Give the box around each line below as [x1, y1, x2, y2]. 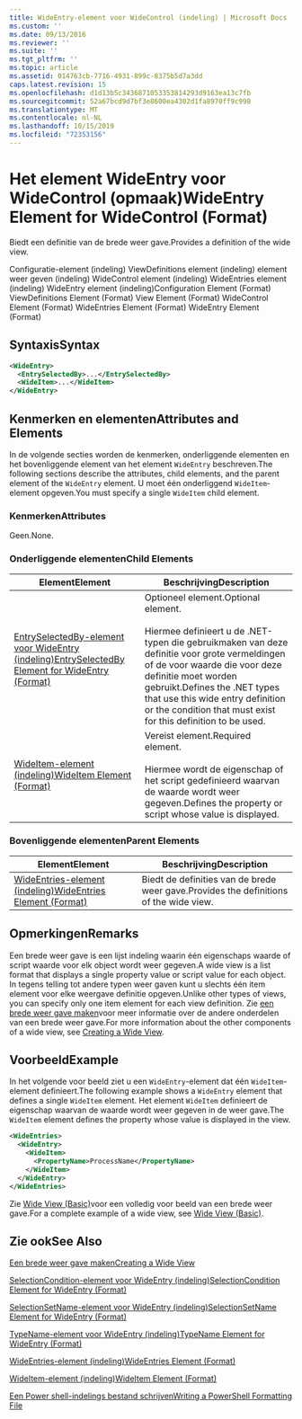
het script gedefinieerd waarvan [144, 774, 280, 786]
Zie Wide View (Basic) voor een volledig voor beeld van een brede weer [9, 1198, 273, 1209]
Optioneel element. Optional [144, 590, 261, 603]
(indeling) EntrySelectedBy [13, 652, 126, 665]
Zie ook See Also [9, 1233, 102, 1249]
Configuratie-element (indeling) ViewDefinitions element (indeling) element [9, 263, 288, 274]
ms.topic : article [9, 64, 78, 73]
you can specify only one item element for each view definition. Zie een [9, 998, 274, 1008]
